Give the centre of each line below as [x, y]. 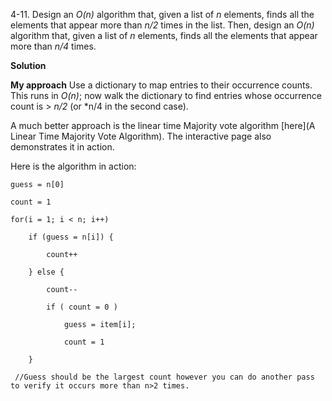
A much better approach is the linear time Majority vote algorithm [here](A [163, 125]
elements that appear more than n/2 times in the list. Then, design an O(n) [162, 25]
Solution [28, 65]
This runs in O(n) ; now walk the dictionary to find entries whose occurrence [166, 95]
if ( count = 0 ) [82, 307]
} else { [46, 272]
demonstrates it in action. [62, 147]
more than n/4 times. [53, 46]
